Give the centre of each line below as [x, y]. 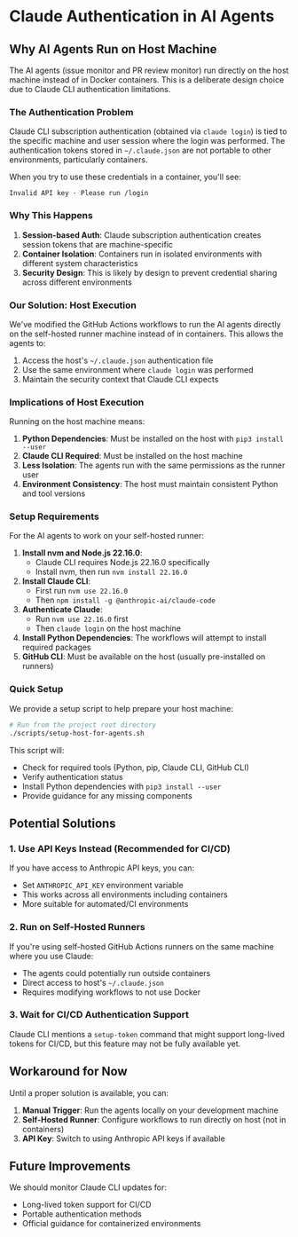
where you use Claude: [51, 956]
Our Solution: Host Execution [73, 305]
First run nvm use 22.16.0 [82, 591]
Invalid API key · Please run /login [79, 193]
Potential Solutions [63, 823]
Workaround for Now [68, 1072]
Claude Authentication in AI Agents [142, 16]
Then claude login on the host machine [108, 628]
